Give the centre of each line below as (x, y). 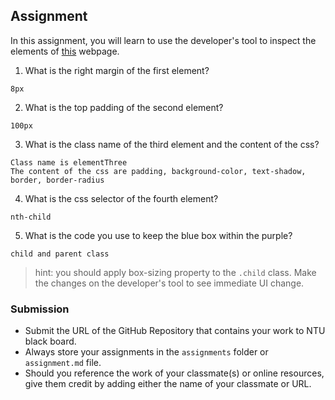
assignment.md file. (63, 363)
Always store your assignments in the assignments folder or (146, 352)
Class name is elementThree (69, 162)
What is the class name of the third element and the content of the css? (172, 144)
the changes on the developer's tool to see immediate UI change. (169, 283)
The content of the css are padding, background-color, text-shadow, (158, 171)
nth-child (31, 217)
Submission (40, 309)
